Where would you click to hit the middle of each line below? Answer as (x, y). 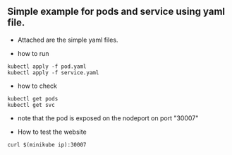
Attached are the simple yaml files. (68, 40)
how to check (37, 86)
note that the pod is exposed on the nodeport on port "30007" (108, 118)
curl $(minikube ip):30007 (47, 144)
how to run (33, 53)
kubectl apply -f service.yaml (53, 73)
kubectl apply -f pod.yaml (47, 67)
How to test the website (52, 132)
